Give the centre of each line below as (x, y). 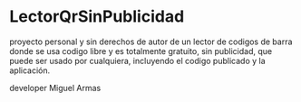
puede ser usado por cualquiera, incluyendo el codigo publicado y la (137, 60)
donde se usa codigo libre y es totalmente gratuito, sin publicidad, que (141, 51)
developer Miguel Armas (55, 88)
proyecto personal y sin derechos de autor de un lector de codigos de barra (151, 42)
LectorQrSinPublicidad (97, 17)
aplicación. (30, 70)
